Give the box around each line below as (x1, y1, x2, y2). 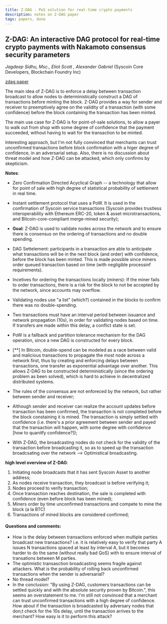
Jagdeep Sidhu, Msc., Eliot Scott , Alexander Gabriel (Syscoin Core (5, 64, 144, 70)
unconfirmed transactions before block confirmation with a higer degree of (5, 145, 160, 151)
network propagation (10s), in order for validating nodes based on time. (12, 317, 159, 323)
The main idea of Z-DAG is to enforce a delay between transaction (5, 88, 141, 95)
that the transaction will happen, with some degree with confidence (12, 424, 151, 431)
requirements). (12, 267, 43, 273)
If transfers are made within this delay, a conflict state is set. (12, 322, 136, 329)
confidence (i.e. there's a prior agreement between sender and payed (12, 419, 156, 425)
